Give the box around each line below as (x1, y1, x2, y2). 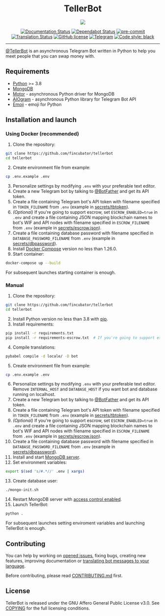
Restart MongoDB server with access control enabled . (12, 496, 122, 502)
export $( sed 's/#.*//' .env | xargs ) (5, 469, 85, 474)
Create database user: (12, 478, 58, 484)
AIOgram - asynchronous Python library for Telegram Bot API (12, 96, 137, 102)
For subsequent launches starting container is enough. (5, 269, 116, 275)
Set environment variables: (12, 459, 67, 465)
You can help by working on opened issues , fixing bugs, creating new (5, 552, 146, 558)
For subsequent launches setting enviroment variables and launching (5, 520, 145, 526)
